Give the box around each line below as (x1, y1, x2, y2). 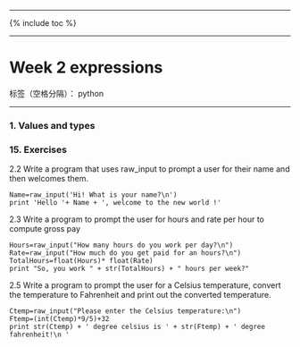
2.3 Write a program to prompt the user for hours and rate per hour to (9, 214, 265, 224)
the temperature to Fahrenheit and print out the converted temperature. (9, 290, 271, 300)
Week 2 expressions (9, 57, 163, 78)
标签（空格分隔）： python (9, 88, 104, 98)
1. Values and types (9, 119, 96, 131)
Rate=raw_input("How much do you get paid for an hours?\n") (9, 249, 242, 258)
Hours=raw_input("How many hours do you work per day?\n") (9, 241, 234, 250)
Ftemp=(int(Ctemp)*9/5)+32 (9, 315, 110, 324)
